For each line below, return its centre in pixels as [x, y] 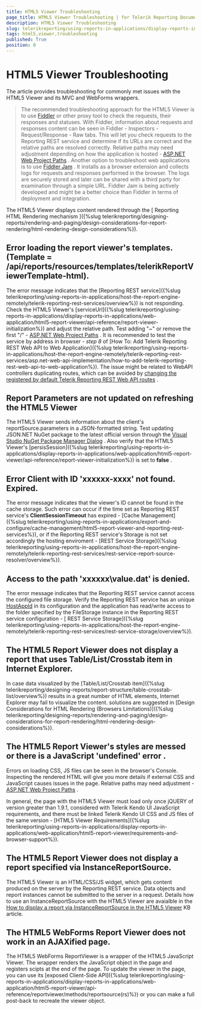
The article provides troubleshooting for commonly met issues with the [93, 91]
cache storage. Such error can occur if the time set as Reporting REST [93, 509]
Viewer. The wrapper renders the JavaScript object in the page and [89, 963]
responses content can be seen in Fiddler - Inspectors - [89, 128]
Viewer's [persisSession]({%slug [47, 447]
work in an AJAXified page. [58, 941]
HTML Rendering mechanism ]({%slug [54, 216]
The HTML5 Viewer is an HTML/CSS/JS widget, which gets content [89, 882]
